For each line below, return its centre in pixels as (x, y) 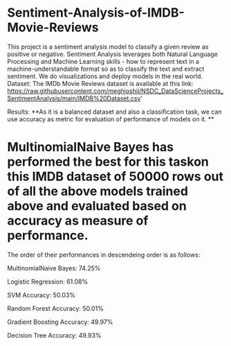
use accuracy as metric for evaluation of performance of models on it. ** (111, 119)
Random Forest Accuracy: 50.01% (55, 308)
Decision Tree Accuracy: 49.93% (54, 335)
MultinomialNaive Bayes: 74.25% (54, 268)
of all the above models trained (98, 191)
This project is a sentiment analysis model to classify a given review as (108, 46)
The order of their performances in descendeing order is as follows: (104, 254)
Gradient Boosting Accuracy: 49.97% (60, 322)
